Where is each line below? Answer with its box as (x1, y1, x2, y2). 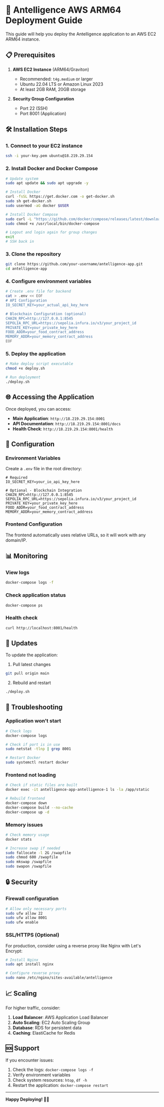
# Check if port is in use (5, 742, 60, 747)
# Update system (5, 176, 38, 181)
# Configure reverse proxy (5, 971, 60, 976)
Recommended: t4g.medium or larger (19, 76, 93, 82)
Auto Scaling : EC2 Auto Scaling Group (12, 1019, 91, 1025)
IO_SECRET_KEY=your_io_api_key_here (5, 480, 80, 484)
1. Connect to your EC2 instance (5, 142, 83, 149)
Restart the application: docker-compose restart (12, 1082, 109, 1088)
